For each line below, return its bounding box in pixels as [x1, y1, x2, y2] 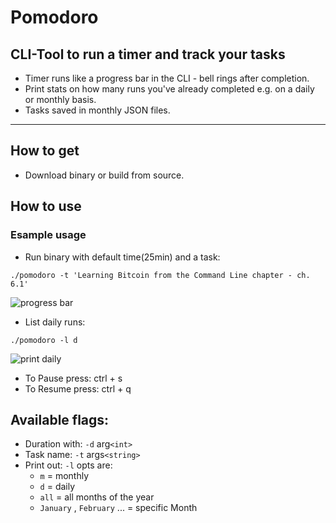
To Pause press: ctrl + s [24, 372, 123, 384]
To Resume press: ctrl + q [24, 382, 132, 395]
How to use [10, 198, 82, 215]
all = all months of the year [39, 491, 155, 503]
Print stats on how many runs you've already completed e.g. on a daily [24, 83, 315, 95]
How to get [10, 142, 80, 160]
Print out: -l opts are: [24, 459, 113, 471]
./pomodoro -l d [10, 335, 78, 345]
